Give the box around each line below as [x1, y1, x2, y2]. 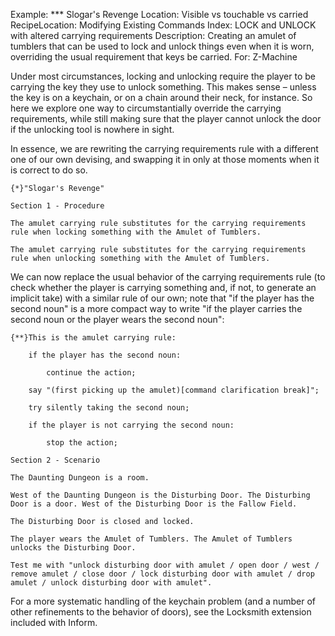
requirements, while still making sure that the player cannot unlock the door [10, 113, 322, 124]
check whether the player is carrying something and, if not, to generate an [10, 282, 317, 293]
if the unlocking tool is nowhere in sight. [10, 124, 175, 135]
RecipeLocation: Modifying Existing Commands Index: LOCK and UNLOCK [10, 19, 317, 31]
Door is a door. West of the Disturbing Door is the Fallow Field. [10, 499, 298, 509]
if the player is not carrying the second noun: [28, 420, 235, 430]
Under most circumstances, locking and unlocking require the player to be [10, 70, 316, 82]
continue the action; [46, 368, 137, 378]
